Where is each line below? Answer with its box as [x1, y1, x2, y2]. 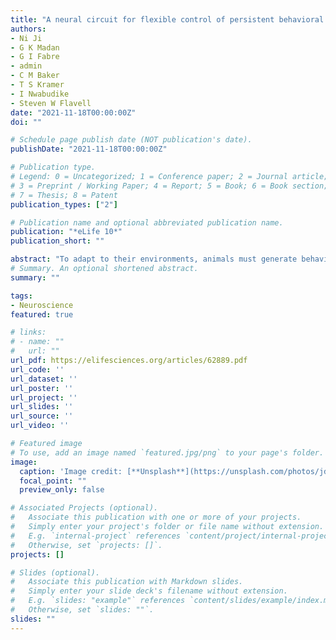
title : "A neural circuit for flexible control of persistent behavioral [10, 14, 325, 25]
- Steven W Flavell [10, 98, 92, 108]
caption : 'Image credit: [19, 466, 123, 476]
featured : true [10, 309, 74, 320]
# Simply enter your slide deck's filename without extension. [10, 586, 288, 596]
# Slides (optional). [10, 567, 101, 578]
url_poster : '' [10, 383, 74, 393]
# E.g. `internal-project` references [10, 531, 182, 541]
